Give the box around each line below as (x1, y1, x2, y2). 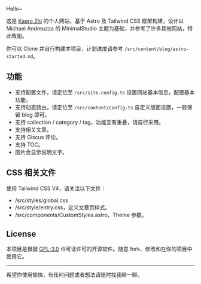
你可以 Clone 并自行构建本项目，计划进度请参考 (6, 45, 124, 52)
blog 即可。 (22, 111, 50, 118)
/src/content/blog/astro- (124, 46, 190, 52)
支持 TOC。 (14, 141, 44, 148)
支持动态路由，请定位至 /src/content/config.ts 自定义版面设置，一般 (14, 103, 187, 111)
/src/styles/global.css (14, 197, 69, 204)
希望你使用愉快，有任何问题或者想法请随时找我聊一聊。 (6, 271, 142, 279)
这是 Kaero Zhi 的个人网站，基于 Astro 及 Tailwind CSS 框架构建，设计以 (6, 17, 184, 25)
